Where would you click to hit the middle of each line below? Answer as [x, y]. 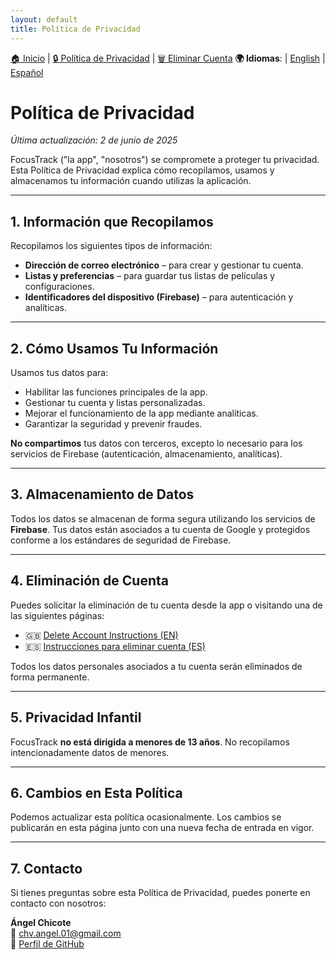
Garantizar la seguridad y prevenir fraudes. [113, 424]
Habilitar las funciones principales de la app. [116, 392]
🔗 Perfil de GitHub [47, 944]
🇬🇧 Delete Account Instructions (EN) [101, 635]
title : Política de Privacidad [75, 29]
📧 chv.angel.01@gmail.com [66, 933]
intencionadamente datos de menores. [90, 752]
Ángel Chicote [41, 923]
